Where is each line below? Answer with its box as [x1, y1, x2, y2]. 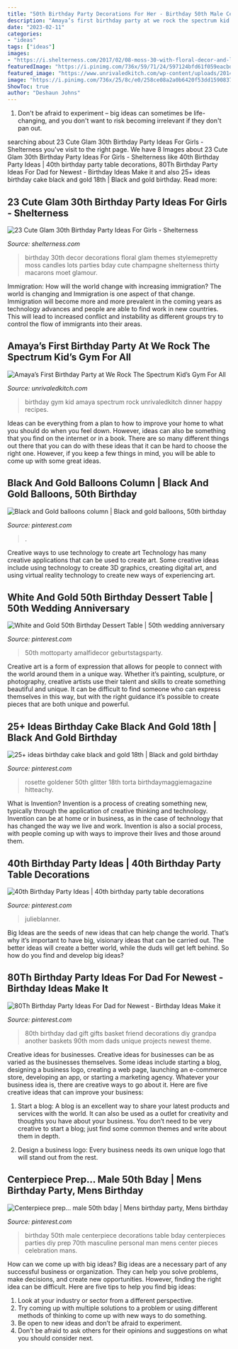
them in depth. [17, 1131, 60, 1140]
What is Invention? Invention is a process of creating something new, [7, 799, 208, 808]
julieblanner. [24, 915, 61, 923]
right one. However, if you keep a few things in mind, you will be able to [7, 449, 216, 457]
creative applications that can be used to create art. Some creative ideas [7, 556, 220, 564]
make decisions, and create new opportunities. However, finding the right [7, 1275, 222, 1283]
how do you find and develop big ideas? [7, 951, 124, 959]
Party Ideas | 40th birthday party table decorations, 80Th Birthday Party [7, 160, 218, 169]
